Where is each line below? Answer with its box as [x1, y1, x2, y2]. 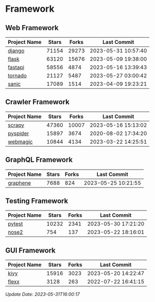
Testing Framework [5, 197, 68, 205]
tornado [8, 72, 27, 79]
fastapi [8, 64, 24, 71]
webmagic [8, 138, 33, 145]
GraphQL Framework [5, 155, 73, 164]
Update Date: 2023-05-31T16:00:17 [5, 291, 80, 297]
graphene [8, 179, 32, 187]
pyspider [8, 130, 29, 137]
